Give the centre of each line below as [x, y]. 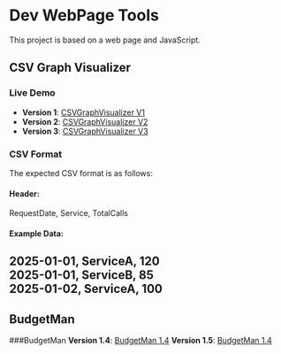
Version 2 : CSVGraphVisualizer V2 [85, 121]
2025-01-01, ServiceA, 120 [85, 262]
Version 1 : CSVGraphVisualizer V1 [84, 112]
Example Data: [37, 233]
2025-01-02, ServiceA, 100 [86, 289]
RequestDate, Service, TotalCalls [69, 213]
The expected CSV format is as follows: [81, 173]
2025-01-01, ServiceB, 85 [82, 275]
